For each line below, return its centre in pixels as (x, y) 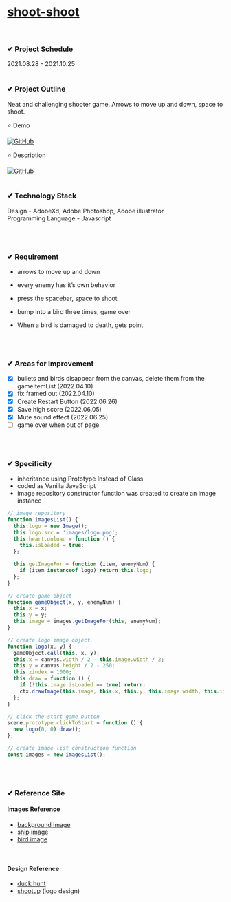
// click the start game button (53, 717)
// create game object (40, 596)
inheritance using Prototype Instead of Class (80, 479)
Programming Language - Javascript (59, 218)
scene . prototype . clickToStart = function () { (75, 723)
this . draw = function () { (52, 679)
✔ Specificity (30, 463)
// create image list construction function (72, 748)
